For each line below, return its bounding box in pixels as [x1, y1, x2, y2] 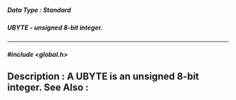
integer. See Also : [7, 82, 89, 94]
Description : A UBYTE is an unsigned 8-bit [7, 70, 199, 82]
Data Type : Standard [7, 6, 72, 14]
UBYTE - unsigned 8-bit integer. [7, 23, 103, 32]
